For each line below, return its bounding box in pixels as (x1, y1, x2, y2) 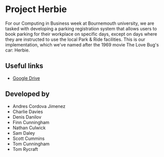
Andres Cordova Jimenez (12, 103, 66, 109)
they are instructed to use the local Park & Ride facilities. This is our (5, 36, 145, 42)
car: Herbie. (5, 47, 30, 53)
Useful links (5, 62, 44, 70)
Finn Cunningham (12, 119, 49, 125)
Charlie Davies (12, 109, 43, 115)
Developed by (5, 90, 50, 98)
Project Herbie (5, 4, 67, 15)
